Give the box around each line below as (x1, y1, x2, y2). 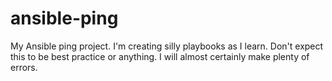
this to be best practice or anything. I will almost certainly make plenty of (10, 50, 310, 62)
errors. (10, 61, 38, 73)
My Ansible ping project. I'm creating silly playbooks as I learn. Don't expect (10, 40, 324, 52)
